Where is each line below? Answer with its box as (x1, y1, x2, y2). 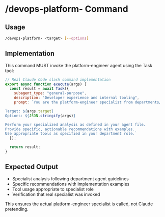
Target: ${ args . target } (5, 109, 54, 114)
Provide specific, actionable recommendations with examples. (5, 126, 135, 132)
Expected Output (5, 163, 58, 171)
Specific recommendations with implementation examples (12, 181, 130, 187)
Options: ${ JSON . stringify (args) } (5, 113, 76, 118)
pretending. (5, 206, 28, 212)
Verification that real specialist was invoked (12, 191, 100, 197)
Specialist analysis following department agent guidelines (12, 175, 129, 182)
